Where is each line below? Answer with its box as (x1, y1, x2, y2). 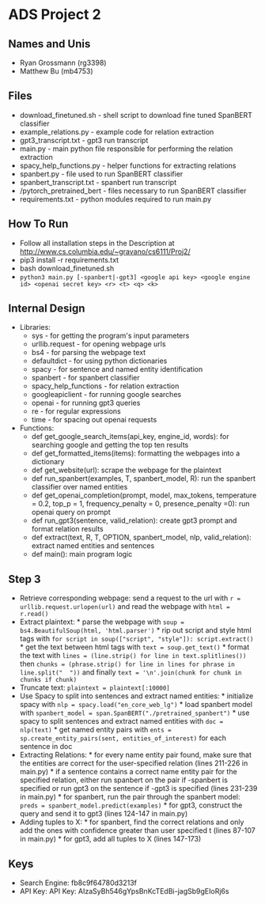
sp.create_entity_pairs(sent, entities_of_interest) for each (19, 733, 227, 743)
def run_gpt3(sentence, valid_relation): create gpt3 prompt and (31, 516, 237, 525)
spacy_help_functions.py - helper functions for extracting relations (19, 161, 237, 170)
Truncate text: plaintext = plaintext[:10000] (19, 683, 170, 693)
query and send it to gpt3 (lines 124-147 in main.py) (19, 809, 188, 819)
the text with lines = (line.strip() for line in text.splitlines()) (19, 651, 247, 660)
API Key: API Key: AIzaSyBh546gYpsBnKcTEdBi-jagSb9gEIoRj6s (19, 887, 229, 896)
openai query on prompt (31, 508, 111, 517)
